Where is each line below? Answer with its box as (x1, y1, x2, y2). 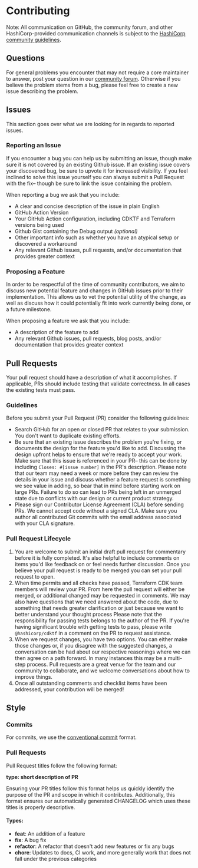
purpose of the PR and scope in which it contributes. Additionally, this (6, 791, 176, 798)
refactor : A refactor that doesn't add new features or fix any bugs (14, 843, 174, 850)
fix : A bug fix (14, 836, 47, 843)
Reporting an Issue (6, 141, 61, 150)
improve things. (14, 673, 53, 680)
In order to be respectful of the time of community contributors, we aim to (6, 281, 185, 288)
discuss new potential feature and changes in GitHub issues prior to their (6, 287, 183, 294)
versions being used (14, 221, 64, 228)
